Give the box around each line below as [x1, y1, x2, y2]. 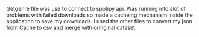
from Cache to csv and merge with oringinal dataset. [6, 24, 137, 31]
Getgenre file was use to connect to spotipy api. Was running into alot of [6, 5, 186, 12]
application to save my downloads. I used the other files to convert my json [6, 18, 193, 24]
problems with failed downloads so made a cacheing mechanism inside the [6, 11, 193, 18]
